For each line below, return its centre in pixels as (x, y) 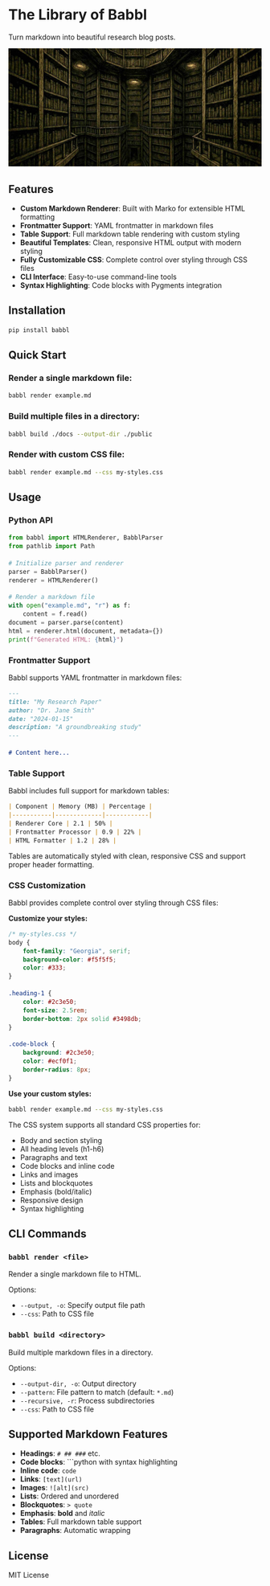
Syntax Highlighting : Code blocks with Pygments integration (121, 285)
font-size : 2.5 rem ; (55, 1010)
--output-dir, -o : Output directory (78, 1383)
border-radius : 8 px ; (57, 1070)
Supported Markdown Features (88, 1434)
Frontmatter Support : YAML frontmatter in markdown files (117, 226)
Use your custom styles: (50, 1093)
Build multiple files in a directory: (74, 416)
